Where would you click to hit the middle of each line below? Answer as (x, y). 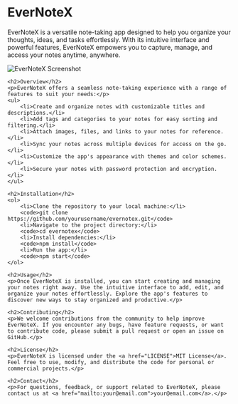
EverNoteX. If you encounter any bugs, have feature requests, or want (115, 325)
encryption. (200, 169)
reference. (207, 131)
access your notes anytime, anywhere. (64, 55)
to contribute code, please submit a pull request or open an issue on (115, 331)
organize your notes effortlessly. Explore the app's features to (108, 294)
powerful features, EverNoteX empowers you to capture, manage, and (110, 47)
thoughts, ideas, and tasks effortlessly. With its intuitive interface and (108, 39)
